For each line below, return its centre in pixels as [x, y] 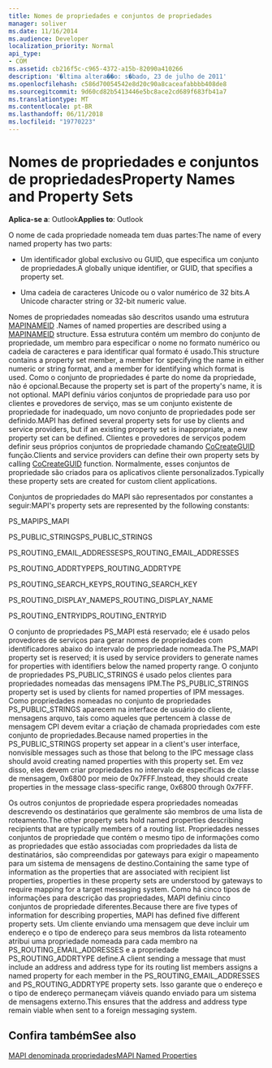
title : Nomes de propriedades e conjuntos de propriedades [110, 16]
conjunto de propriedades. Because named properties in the [108, 735]
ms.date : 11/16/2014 [43, 31]
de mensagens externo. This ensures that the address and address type [128, 1001]
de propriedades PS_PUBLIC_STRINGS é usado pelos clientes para [120, 674]
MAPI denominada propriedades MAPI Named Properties [103, 1055]
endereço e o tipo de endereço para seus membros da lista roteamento [127, 932]
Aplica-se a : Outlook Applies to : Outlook [76, 219]
